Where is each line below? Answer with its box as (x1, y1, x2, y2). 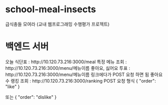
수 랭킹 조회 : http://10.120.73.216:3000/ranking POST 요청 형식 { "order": (5, 77, 156, 84)
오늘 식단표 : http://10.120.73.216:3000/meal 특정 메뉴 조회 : (5, 59, 127, 65)
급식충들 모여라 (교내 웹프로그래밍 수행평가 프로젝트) (5, 21, 110, 27)
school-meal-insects (5, 4, 96, 15)
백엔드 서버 (5, 41, 49, 52)
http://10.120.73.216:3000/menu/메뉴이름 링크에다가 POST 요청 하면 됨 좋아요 (5, 71, 163, 77)
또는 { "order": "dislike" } (5, 94, 57, 100)
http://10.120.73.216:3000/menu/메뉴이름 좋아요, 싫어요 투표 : (5, 65, 130, 71)
